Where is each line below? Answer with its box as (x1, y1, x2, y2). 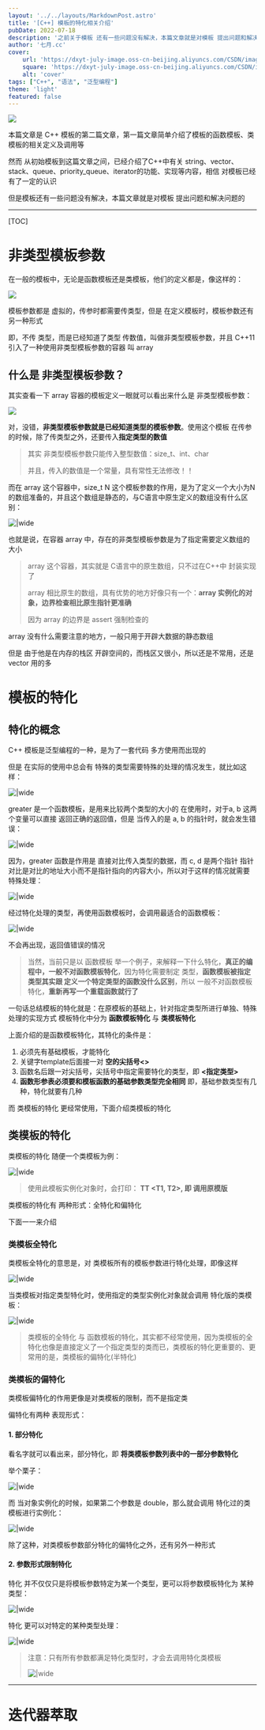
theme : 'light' (8, 85, 58, 93)
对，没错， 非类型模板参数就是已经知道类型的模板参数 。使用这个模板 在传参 (8, 423, 252, 431)
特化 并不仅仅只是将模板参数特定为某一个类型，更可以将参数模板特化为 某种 (8, 1578, 254, 1588)
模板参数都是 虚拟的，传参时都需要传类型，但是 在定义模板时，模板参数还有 (8, 306, 254, 316)
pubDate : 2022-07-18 (8, 26, 77, 34)
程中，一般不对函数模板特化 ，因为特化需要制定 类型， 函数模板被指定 (27, 967, 251, 976)
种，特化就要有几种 (19, 1087, 83, 1096)
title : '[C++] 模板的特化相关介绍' (8, 19, 114, 27)
